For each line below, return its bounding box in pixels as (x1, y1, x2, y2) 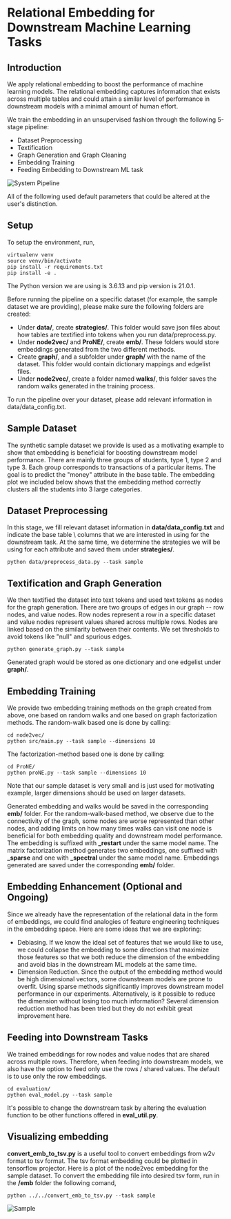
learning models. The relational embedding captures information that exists (7, 88, 221, 95)
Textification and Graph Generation (7, 577, 162, 589)
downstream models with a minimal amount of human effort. (7, 102, 179, 110)
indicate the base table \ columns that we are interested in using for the (7, 531, 210, 539)
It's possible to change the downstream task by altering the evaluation (7, 1104, 207, 1112)
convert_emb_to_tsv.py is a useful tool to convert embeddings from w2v (7, 1149, 215, 1157)
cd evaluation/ (7, 1085, 51, 1093)
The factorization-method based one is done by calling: (7, 750, 165, 758)
